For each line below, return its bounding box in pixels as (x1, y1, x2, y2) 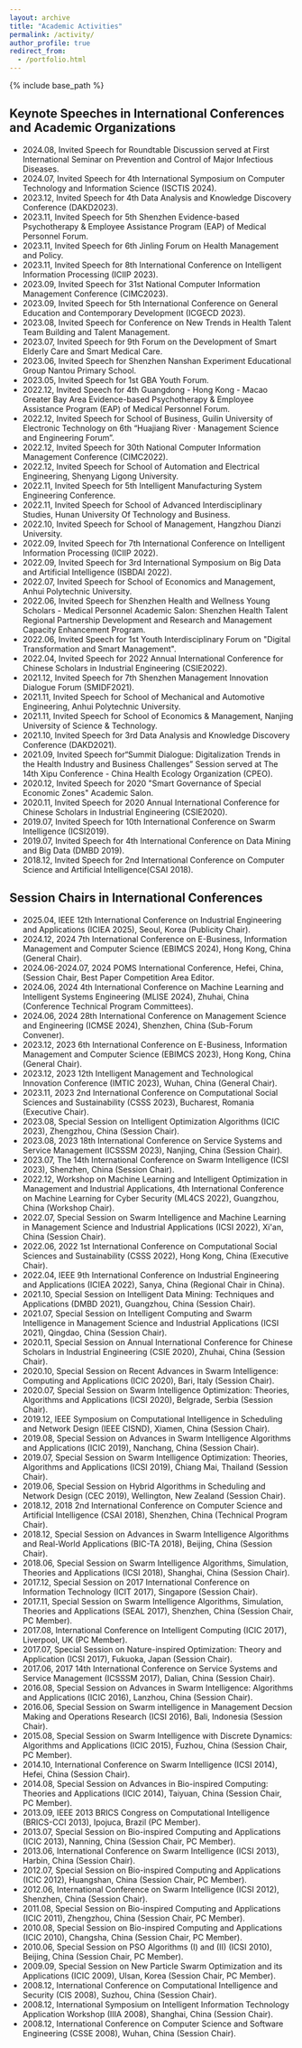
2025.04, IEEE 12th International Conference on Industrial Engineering (22, 914, 282, 925)
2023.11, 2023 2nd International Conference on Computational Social (22, 1087, 279, 1098)
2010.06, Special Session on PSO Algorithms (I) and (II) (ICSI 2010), (22, 1941, 272, 1952)
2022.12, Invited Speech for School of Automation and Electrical (22, 461, 260, 472)
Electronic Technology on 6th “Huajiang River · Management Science (22, 422, 279, 434)
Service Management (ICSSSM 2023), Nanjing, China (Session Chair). (22, 1145, 283, 1155)
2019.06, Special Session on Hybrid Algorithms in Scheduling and (22, 1481, 266, 1492)
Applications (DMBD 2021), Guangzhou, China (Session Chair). (22, 1298, 256, 1309)
